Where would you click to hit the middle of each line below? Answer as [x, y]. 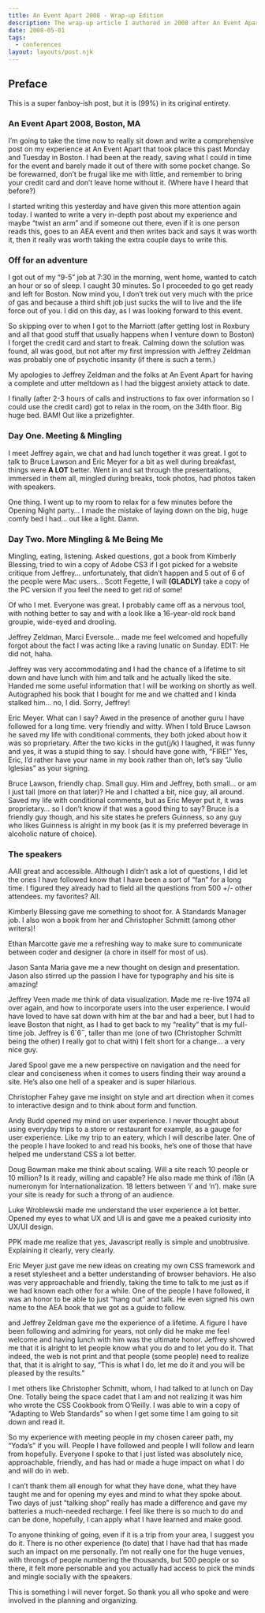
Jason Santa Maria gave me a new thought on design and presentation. [124, 968]
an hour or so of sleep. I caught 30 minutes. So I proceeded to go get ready [131, 286]
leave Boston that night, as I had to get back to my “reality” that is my [120, 1025]
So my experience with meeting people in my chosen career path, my [121, 1437]
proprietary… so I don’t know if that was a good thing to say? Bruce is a [123, 808]
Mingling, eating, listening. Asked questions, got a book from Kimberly [122, 556]
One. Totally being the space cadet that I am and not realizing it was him [125, 1397]
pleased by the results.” [47, 1373]
